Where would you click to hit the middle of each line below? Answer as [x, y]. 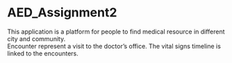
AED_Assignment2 [62, 13]
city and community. [36, 38]
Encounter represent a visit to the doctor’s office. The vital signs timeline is [114, 46]
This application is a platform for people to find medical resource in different [116, 32]
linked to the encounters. [43, 53]
